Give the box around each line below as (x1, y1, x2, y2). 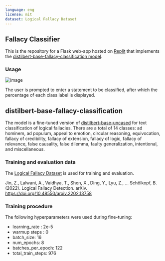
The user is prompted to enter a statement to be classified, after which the (5, 87, 158, 93)
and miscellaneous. (5, 146, 45, 152)
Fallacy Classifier (5, 35, 60, 43)
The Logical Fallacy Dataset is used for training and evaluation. (5, 170, 134, 176)
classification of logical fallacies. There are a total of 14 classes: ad (5, 125, 143, 131)
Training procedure (5, 203, 53, 210)
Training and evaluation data (5, 159, 76, 166)
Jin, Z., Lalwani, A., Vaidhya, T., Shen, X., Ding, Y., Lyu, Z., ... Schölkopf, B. (5, 180, 157, 186)
